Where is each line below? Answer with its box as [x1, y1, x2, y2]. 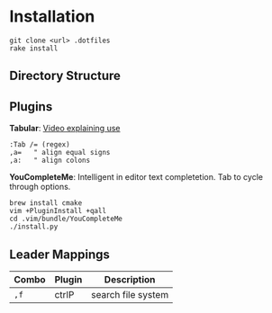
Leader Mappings [9, 246, 111, 262]
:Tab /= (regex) [9, 140, 70, 149]
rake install [9, 43, 59, 53]
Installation [9, 6, 95, 27]
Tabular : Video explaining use [9, 123, 121, 134]
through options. [9, 182, 71, 192]
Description [104, 273, 156, 285]
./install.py [9, 222, 59, 231]
